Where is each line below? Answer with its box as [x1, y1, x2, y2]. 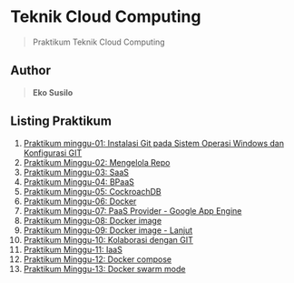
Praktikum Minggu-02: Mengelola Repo [23, 157, 171, 167]
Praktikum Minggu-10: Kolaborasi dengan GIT [23, 234, 194, 245]
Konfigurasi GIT [23, 147, 83, 158]
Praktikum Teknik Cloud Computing [32, 36, 166, 47]
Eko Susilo [32, 86, 73, 97]
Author [10, 63, 51, 78]
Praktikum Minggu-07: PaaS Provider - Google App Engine [23, 205, 242, 216]
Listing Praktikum [10, 114, 113, 129]
